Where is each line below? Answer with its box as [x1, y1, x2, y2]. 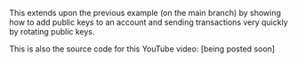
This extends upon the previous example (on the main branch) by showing [9, 8, 282, 18]
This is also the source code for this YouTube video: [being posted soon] [9, 43, 276, 54]
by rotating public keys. [9, 27, 95, 36]
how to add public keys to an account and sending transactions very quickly [9, 17, 289, 28]
